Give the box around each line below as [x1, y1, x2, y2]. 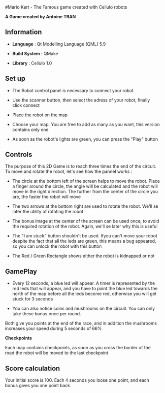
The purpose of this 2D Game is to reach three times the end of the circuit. [5, 164, 157, 169]
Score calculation [5, 364, 60, 372]
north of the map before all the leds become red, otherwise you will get [12, 291, 157, 297]
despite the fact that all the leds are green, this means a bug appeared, [12, 238, 156, 244]
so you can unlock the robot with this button [12, 243, 102, 249]
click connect [12, 102, 40, 108]
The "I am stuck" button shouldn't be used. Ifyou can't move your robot [12, 233, 158, 239]
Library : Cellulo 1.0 [12, 60, 52, 66]
